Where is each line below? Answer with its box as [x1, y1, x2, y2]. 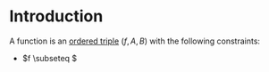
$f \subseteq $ [21, 52, 78, 63]
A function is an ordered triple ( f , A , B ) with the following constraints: [9, 36, 261, 46]
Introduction [9, 6, 104, 27]
